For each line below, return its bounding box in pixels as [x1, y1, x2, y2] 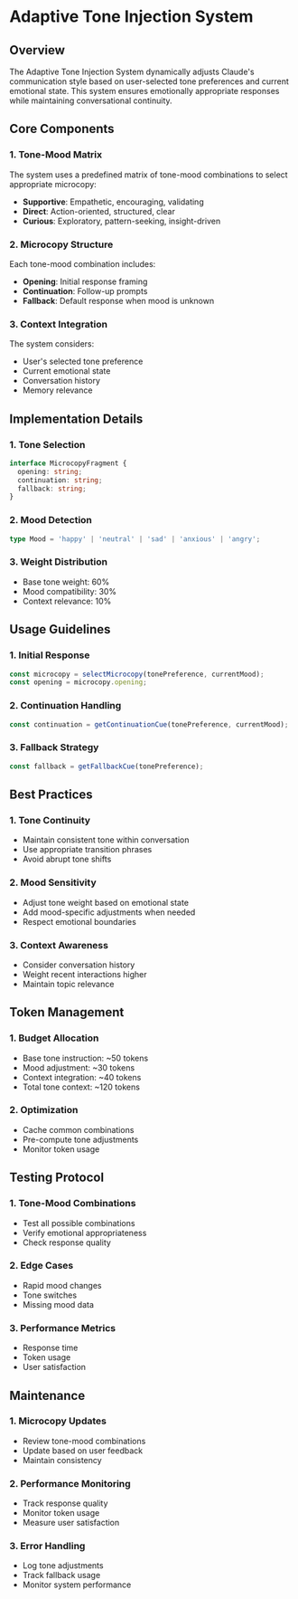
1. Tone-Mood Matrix [9, 148, 103, 161]
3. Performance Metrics [9, 1321, 116, 1334]
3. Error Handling [9, 1540, 86, 1553]
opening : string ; [17, 467, 83, 476]
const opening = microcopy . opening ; [9, 678, 147, 687]
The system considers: [9, 338, 95, 349]
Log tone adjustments [22, 1560, 104, 1571]
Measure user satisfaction [22, 1518, 120, 1528]
